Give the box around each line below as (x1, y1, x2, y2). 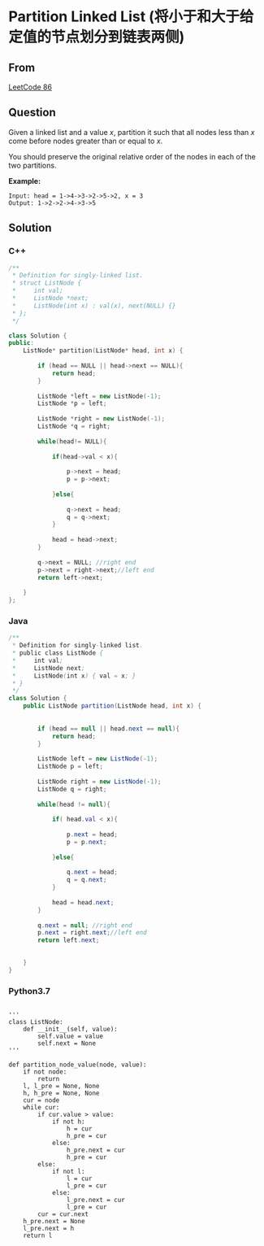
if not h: (51, 1117, 85, 1126)
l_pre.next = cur (66, 1196, 126, 1205)
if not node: (23, 1068, 67, 1076)
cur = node (23, 1096, 60, 1104)
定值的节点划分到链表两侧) (8, 28, 185, 46)
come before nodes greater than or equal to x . (8, 136, 163, 146)
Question (8, 106, 56, 120)
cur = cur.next (37, 1210, 89, 1218)
